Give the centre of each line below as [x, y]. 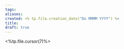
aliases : [14, 14]
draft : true [17, 28]
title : [12, 23]
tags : [11, 9]
